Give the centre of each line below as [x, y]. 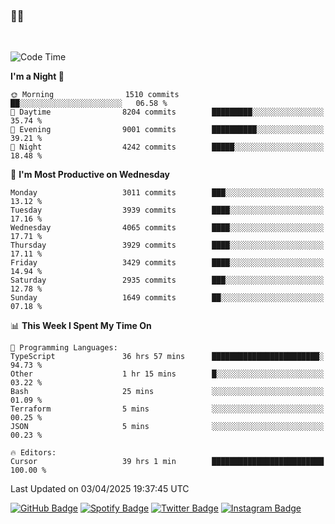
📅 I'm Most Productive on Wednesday [90, 175]
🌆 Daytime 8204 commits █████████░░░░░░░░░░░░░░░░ [167, 112]
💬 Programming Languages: [64, 348]
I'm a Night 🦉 [37, 76]
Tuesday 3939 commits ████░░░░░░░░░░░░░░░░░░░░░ [167, 210]
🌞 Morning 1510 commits [95, 95]
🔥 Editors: [33, 453]
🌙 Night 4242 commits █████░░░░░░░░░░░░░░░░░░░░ [167, 147]
